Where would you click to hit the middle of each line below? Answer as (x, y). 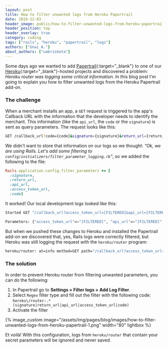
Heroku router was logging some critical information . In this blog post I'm (80, 76)
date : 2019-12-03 (23, 19)
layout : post (19, 10)
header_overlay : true (28, 33)
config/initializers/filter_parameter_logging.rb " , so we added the (77, 156)
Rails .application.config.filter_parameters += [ (58, 170)
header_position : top (28, 28)
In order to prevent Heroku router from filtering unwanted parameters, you (81, 274)
